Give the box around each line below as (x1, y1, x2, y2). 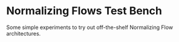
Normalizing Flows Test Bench (6, 4, 162, 18)
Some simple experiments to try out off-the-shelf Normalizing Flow (6, 24, 174, 31)
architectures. (6, 30, 41, 37)
